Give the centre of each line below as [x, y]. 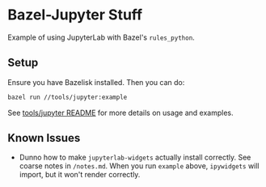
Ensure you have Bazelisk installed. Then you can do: [96, 82]
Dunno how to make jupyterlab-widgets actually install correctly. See [135, 157]
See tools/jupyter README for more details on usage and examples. [120, 113]
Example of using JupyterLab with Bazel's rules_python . [101, 37]
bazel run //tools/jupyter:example [68, 97]
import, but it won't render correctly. [80, 175]
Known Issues [44, 138]
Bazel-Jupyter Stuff [75, 15]
